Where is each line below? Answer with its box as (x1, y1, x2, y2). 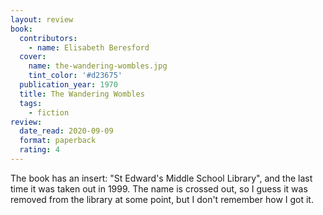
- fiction (28, 107, 70, 118)
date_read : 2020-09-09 (19, 126, 114, 136)
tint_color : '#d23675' (28, 71, 123, 81)
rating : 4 (19, 145, 60, 155)
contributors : (19, 33, 78, 43)
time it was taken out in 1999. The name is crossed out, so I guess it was (10, 182, 308, 195)
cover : (19, 52, 47, 62)
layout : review (10, 14, 74, 25)
